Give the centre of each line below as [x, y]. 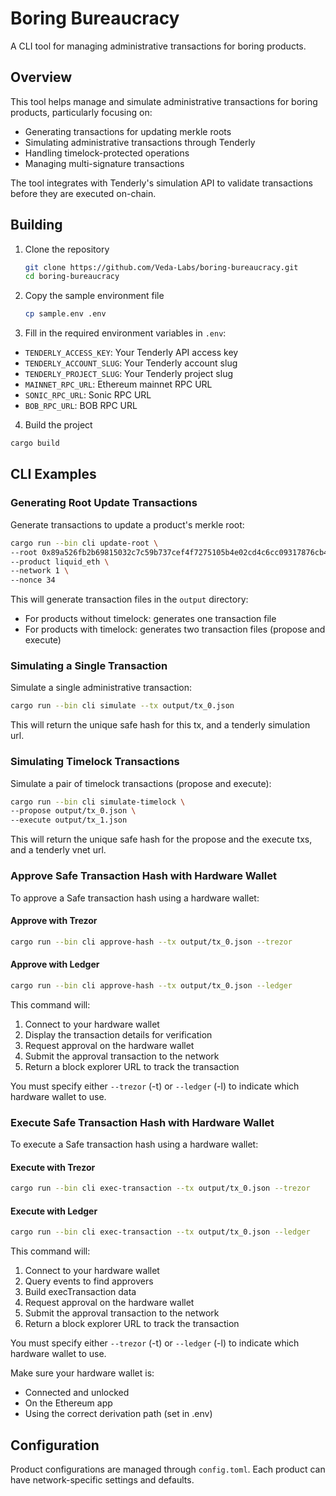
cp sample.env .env [65, 314]
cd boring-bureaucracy [72, 277]
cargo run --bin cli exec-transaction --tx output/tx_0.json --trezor [160, 1188]
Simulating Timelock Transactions [95, 762]
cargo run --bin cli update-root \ [84, 543]
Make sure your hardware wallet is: [82, 1373]
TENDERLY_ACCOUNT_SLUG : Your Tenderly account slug [131, 363]
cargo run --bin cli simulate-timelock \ [98, 802]
